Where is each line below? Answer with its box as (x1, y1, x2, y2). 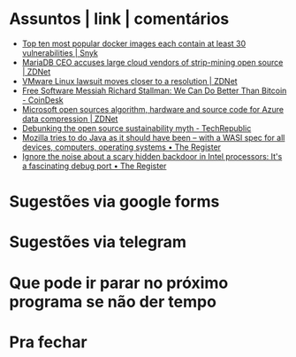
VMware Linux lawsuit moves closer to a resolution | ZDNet (21, 75, 238, 86)
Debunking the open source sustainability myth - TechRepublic (21, 122, 252, 133)
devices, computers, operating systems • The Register (21, 142, 222, 152)
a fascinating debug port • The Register (21, 160, 167, 171)
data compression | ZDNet (21, 113, 118, 124)
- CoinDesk (21, 94, 64, 105)
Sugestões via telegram (9, 232, 187, 252)
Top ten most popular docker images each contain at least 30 (21, 38, 247, 49)
